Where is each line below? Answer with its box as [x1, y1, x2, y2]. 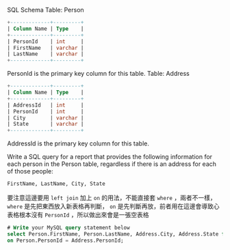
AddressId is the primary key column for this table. [7, 139, 149, 148]
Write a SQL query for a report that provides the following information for [7, 153, 213, 161]
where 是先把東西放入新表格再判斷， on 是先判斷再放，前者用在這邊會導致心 [7, 202, 220, 210]
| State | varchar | [7, 121, 84, 128]
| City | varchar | [7, 114, 84, 122]
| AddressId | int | [7, 102, 84, 109]
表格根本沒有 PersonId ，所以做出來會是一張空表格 [7, 211, 149, 219]
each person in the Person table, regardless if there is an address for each [7, 160, 217, 168]
